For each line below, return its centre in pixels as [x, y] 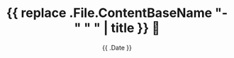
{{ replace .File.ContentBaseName [109, 13]
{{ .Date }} [117, 47]
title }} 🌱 [135, 28]
